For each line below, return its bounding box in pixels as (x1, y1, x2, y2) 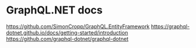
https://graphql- (151, 23, 190, 30)
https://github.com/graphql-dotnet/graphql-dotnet (6, 35, 129, 42)
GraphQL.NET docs (6, 4, 103, 17)
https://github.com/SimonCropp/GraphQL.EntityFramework (6, 23, 150, 30)
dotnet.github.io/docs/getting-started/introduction (6, 29, 128, 36)
